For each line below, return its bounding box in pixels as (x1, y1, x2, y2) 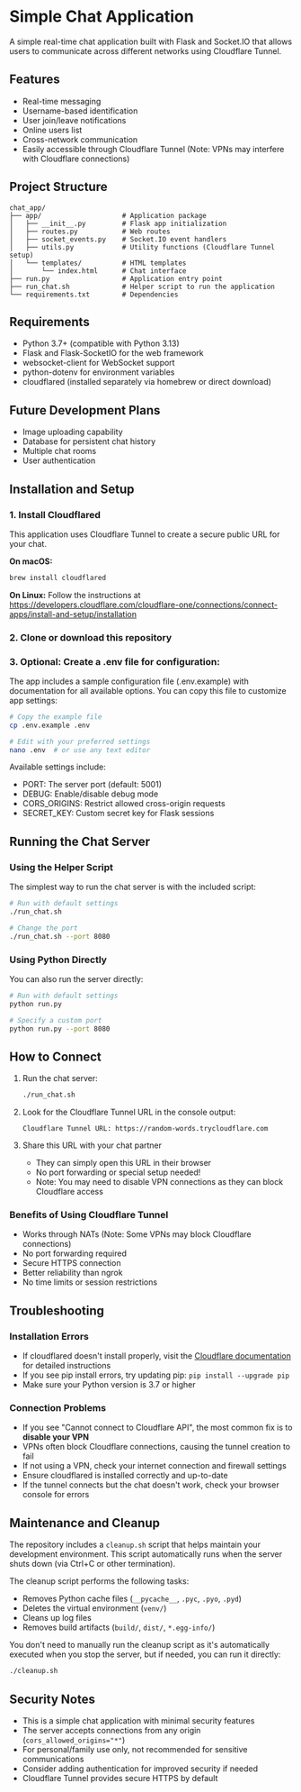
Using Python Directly (9, 953, 108, 966)
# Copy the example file (9, 712, 102, 722)
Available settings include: (9, 761, 106, 772)
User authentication (22, 455, 96, 466)
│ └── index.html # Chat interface (9, 266, 187, 276)
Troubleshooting (9, 1303, 105, 1318)
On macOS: (9, 556, 53, 567)
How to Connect (9, 1049, 102, 1064)
